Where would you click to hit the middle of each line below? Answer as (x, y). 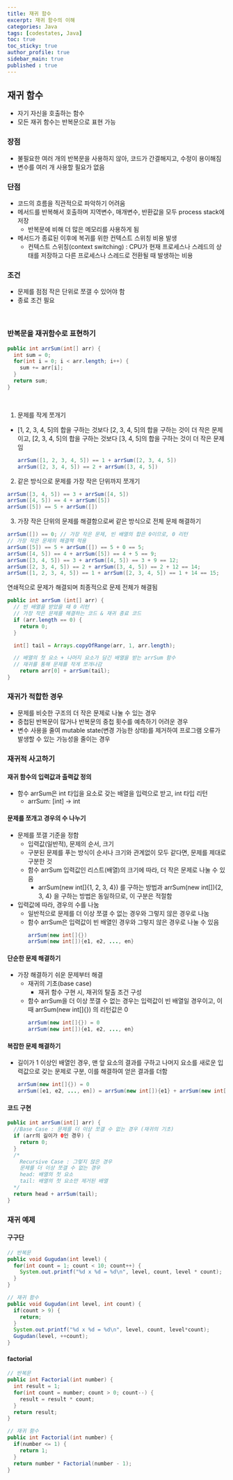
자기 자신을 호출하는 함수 (51, 113)
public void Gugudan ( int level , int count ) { (74, 1304)
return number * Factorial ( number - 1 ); (73, 1463)
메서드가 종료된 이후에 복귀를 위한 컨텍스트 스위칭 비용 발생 (97, 238)
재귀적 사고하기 (31, 759)
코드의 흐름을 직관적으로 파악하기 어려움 (71, 203)
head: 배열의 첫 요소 (47, 1175)
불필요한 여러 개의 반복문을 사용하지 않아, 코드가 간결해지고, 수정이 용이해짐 (119, 158)
